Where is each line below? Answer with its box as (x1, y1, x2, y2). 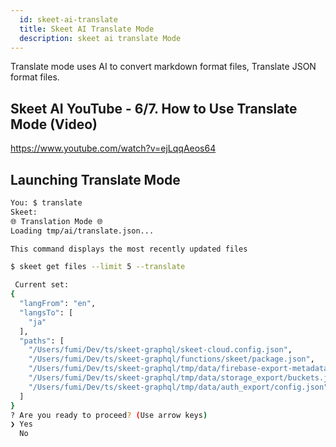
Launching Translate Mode (10, 171, 181, 188)
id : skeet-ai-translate (19, 14, 118, 25)
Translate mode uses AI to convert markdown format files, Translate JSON (10, 61, 317, 73)
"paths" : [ (19, 336, 65, 346)
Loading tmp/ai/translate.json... (10, 226, 155, 236)
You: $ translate (10, 198, 83, 208)
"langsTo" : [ (19, 307, 74, 318)
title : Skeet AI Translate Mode (19, 24, 155, 34)
